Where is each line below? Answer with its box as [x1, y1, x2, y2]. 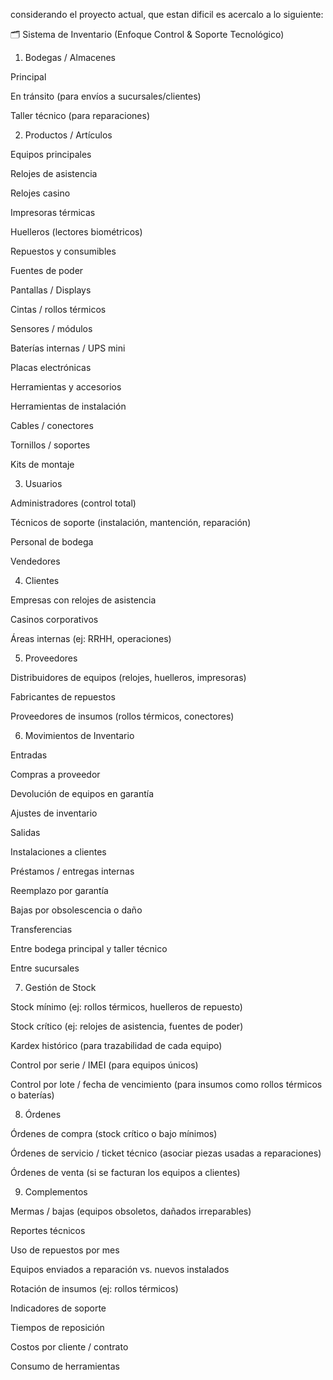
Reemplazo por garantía [10, 885, 109, 896]
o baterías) [10, 1089, 55, 1101]
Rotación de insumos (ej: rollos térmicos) [10, 1283, 179, 1294]
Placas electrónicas [10, 362, 92, 373]
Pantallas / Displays [10, 284, 92, 296]
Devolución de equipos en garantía [10, 788, 155, 799]
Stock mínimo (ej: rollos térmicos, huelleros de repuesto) [10, 1001, 243, 1013]
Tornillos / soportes [10, 439, 91, 451]
